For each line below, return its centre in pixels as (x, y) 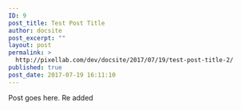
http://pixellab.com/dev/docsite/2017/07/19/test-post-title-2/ (124, 61)
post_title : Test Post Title (57, 23)
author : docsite (35, 30)
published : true (35, 68)
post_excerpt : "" (37, 38)
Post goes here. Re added (51, 97)
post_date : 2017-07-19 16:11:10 (62, 75)
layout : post (30, 45)
